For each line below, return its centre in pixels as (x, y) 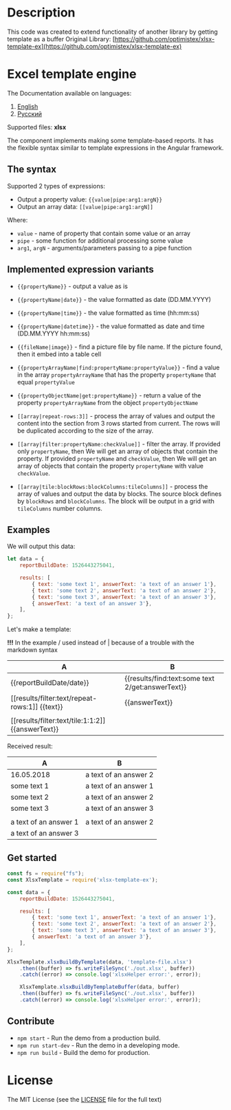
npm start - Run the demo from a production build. (89, 1038)
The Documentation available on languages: (69, 93)
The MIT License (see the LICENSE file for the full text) (85, 1099)
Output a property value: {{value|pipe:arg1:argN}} (90, 199)
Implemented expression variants (81, 270)
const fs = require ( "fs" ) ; (46, 873)
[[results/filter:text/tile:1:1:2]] (58, 721)
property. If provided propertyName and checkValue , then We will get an (117, 458)
